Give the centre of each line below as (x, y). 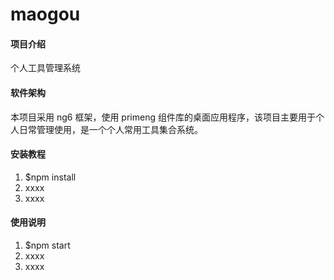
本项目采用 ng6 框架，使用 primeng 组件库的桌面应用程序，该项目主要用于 (163, 117)
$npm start (47, 245)
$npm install (50, 177)
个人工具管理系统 (45, 68)
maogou (45, 14)
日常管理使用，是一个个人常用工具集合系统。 (110, 129)
